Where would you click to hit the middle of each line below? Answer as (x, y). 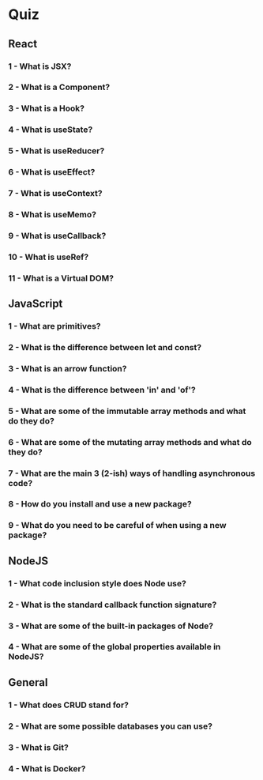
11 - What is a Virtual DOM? (61, 278)
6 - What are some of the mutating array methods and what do (130, 442)
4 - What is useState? (51, 130)
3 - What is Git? (38, 747)
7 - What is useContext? (55, 194)
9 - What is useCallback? (57, 236)
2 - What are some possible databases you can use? (111, 726)
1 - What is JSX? (40, 66)
